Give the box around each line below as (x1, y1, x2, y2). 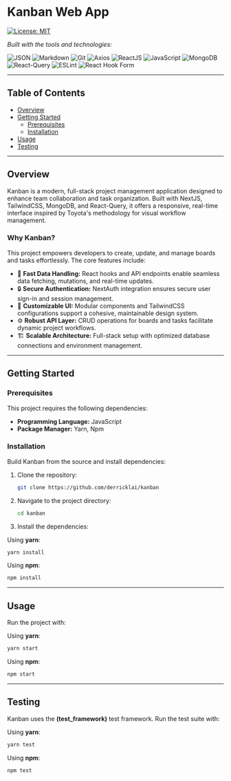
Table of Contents (7, 87, 86, 99)
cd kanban (16, 510, 46, 517)
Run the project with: (7, 619, 67, 627)
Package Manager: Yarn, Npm (16, 425, 104, 433)
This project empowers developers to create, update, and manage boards (7, 248, 216, 257)
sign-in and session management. (16, 294, 113, 303)
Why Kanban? (7, 233, 56, 243)
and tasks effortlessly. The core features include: (7, 256, 146, 264)
